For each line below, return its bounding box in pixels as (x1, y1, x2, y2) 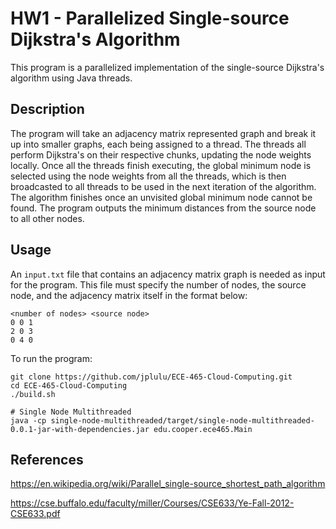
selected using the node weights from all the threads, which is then (10, 170, 287, 182)
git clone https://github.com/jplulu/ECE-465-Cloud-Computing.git (10, 372, 293, 382)
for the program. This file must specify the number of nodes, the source (10, 278, 307, 291)
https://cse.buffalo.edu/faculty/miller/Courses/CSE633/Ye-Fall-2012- (10, 497, 295, 509)
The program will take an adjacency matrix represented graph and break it (10, 127, 317, 139)
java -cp (10, 415, 47, 426)
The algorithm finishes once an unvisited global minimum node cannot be (10, 191, 313, 203)
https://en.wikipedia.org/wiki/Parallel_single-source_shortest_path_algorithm (10, 478, 326, 490)
